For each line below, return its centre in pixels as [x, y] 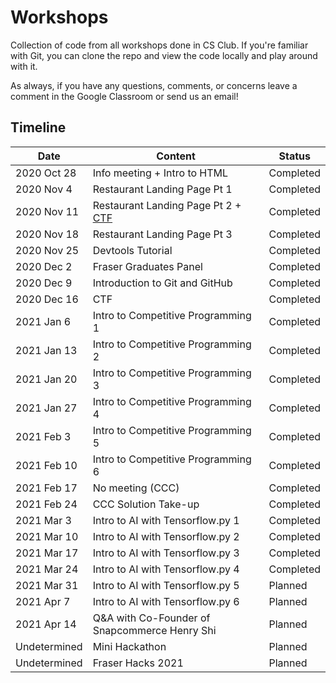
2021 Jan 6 [43, 321]
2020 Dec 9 [44, 283]
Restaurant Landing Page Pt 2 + [167, 205]
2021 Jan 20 [46, 379]
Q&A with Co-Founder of [151, 618]
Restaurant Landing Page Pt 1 [162, 189]
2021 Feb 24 [46, 504]
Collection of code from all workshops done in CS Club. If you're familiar [159, 45]
